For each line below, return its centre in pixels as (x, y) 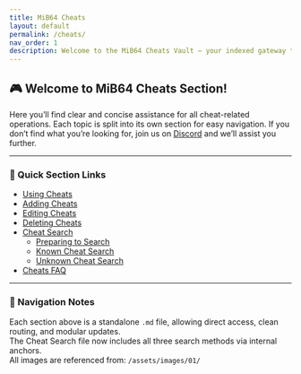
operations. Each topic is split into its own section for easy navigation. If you (150, 124)
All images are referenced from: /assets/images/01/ (105, 360)
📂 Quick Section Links (58, 174)
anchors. (26, 350)
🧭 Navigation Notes (52, 302)
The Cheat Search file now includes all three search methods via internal (143, 341)
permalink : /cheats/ (48, 34)
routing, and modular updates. (65, 331)
